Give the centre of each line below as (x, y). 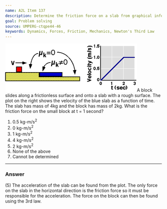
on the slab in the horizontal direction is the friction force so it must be (77, 190)
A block (145, 90)
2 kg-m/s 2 (23, 146)
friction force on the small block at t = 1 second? (54, 111)
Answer (15, 174)
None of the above (31, 151)
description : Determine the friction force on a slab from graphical (79, 16)
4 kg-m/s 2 (23, 140)
